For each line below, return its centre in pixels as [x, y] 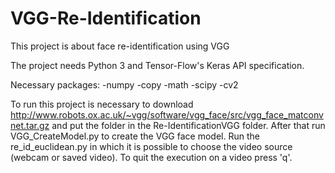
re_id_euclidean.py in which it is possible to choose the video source [151, 146]
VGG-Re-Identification [106, 18]
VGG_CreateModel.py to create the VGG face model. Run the [135, 136]
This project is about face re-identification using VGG [120, 46]
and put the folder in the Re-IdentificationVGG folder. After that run [188, 125]
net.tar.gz [30, 125]
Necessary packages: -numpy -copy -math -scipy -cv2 [124, 84]
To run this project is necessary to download [102, 104]
